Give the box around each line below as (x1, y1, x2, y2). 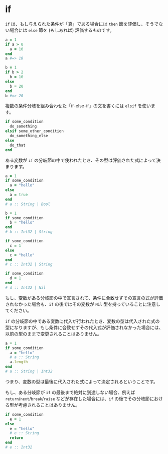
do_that (10, 143, 26, 148)
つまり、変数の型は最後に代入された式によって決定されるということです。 (5, 378, 158, 384)
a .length (10, 359, 28, 365)
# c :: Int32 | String (5, 262, 53, 267)
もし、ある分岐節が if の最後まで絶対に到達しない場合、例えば (5, 389, 135, 395)
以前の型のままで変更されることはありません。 (5, 331, 102, 337)
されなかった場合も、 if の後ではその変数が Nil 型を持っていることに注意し (5, 301, 160, 307)
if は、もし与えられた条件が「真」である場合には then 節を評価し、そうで (5, 21, 159, 27)
